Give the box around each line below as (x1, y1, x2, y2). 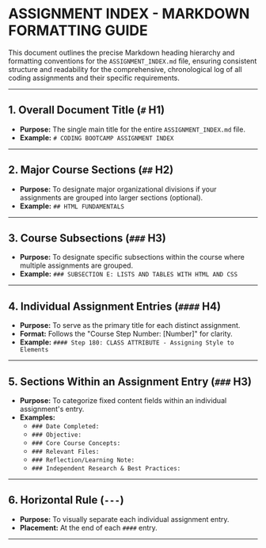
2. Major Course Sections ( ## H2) (8, 163, 174, 177)
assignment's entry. (19, 405, 85, 413)
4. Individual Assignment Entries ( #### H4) (8, 299, 222, 313)
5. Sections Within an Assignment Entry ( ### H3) (8, 375, 252, 388)
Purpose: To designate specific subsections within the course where (19, 253, 245, 262)
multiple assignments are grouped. (19, 261, 133, 270)
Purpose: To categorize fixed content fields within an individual (19, 396, 227, 405)
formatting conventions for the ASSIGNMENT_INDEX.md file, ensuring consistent (8, 56, 257, 66)
